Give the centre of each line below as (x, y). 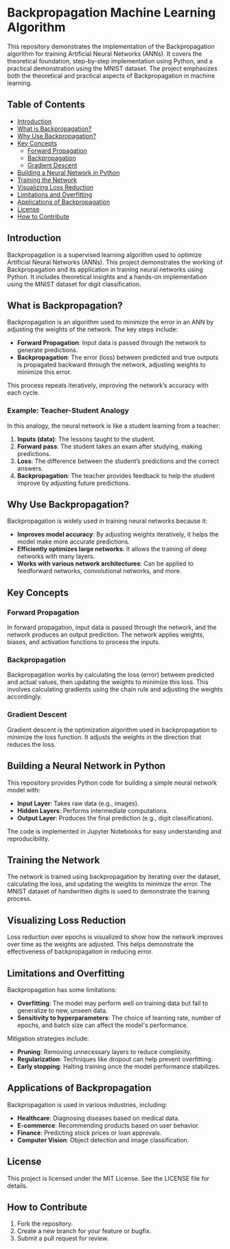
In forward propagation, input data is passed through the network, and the (112, 628)
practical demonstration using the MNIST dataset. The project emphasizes (112, 68)
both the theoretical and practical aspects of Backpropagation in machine (111, 75)
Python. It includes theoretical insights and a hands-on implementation (107, 276)
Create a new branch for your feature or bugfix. (84, 1231)
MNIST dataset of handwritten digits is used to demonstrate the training (108, 891)
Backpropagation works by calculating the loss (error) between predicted (111, 675)
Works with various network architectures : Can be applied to (105, 564)
